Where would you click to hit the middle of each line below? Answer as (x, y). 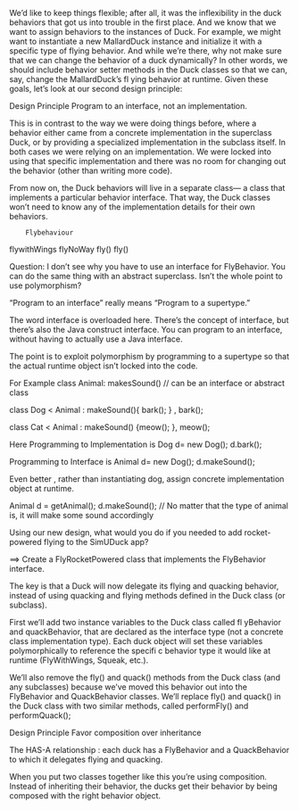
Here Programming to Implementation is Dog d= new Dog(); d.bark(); (136, 444)
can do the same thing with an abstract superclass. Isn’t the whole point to (146, 276)
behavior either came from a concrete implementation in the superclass (141, 132)
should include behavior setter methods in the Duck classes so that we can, (148, 70)
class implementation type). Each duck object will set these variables (136, 641)
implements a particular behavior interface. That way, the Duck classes (140, 197)
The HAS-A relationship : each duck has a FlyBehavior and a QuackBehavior (149, 750)
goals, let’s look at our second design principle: (96, 89)
